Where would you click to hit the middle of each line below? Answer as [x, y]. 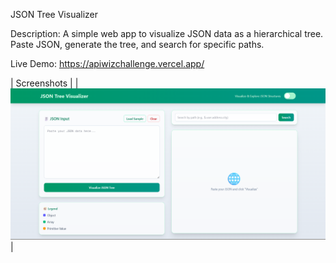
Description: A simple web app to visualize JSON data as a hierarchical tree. [167, 33]
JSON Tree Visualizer [54, 14]
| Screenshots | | [44, 83]
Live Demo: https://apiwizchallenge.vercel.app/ [107, 63]
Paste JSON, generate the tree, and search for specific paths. [137, 44]
